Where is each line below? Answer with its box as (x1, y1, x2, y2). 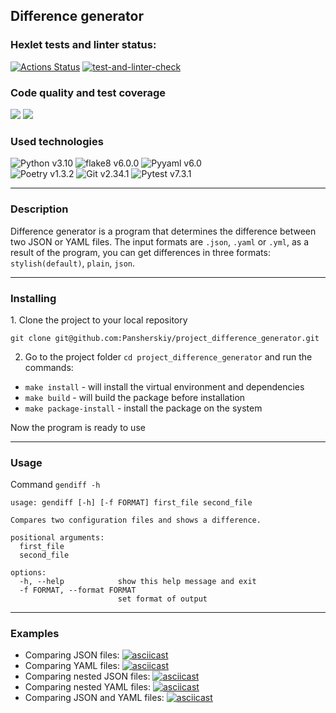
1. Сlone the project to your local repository (10, 314, 188, 326)
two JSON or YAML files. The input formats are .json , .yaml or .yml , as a (10, 235, 309, 248)
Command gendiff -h (10, 479, 101, 491)
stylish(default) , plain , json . (10, 257, 135, 269)
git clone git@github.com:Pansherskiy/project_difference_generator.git (10, 333, 320, 343)
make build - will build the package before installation (24, 391, 246, 403)
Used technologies (10, 134, 104, 148)
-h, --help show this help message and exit (19, 577, 257, 587)
